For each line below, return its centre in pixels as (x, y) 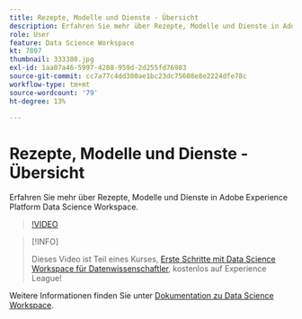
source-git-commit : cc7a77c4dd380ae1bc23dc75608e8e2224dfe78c (128, 76)
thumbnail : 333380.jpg (52, 59)
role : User (30, 34)
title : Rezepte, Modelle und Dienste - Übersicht (104, 18)
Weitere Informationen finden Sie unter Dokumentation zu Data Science (142, 296)
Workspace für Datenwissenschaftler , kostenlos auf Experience (149, 269)
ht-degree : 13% (38, 101)
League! (46, 279)
